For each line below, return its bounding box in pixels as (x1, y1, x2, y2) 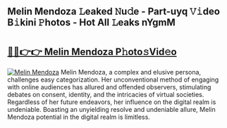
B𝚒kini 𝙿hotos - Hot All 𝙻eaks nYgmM (7, 17, 176, 29)
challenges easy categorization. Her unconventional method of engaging (7, 75, 219, 84)
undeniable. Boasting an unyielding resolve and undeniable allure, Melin (7, 105, 216, 113)
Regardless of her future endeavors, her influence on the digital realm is (7, 98, 216, 106)
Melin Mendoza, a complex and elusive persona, (61, 68, 202, 76)
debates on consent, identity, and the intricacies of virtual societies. (7, 91, 204, 98)
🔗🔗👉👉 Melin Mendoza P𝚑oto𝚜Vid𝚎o (7, 46, 178, 58)
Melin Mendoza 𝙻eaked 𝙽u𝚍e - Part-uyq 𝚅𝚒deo (7, 6, 221, 18)
